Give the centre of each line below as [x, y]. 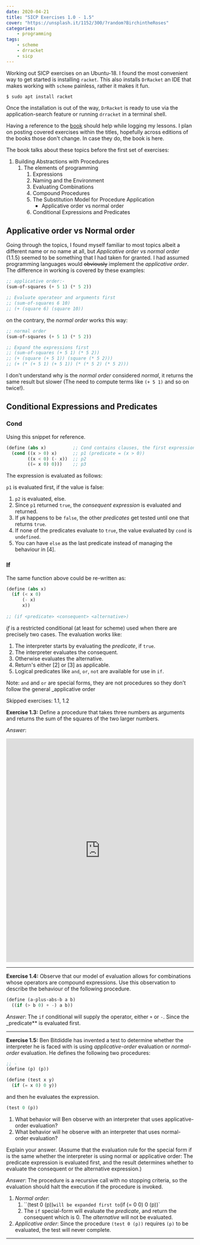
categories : [21, 28]
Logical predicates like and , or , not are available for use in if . [89, 671]
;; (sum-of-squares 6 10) [38, 303]
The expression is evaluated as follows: [54, 476]
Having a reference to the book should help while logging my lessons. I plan [99, 125]
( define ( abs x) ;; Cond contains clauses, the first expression [101, 448]
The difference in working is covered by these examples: [76, 270]
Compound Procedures [61, 193]
